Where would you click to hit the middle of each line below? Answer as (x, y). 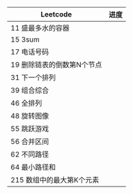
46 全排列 (26, 103)
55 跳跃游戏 (30, 129)
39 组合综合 (30, 90)
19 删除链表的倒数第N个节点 (57, 65)
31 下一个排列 (33, 78)
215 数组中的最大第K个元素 (55, 180)
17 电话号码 (30, 52)
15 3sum (25, 39)
